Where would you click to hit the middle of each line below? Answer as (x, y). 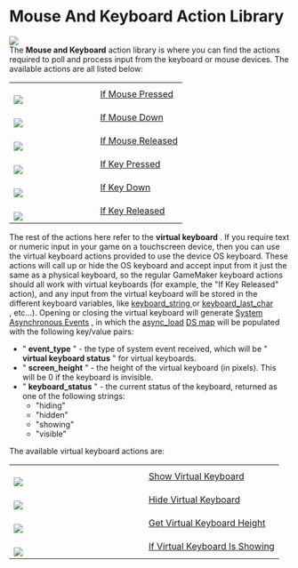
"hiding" (51, 405)
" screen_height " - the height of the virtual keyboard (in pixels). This (149, 367)
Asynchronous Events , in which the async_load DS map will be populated (145, 322)
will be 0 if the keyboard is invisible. (88, 377)
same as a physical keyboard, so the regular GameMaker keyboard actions (146, 275)
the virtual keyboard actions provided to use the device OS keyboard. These (149, 256)
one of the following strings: (73, 396)
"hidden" (52, 414)
